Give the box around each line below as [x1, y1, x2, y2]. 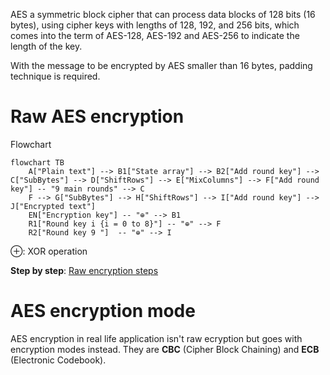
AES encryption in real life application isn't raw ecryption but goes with [10, 332, 303, 344]
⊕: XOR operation [10, 245, 88, 257]
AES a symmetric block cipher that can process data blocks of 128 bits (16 [10, 9, 316, 20]
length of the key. [10, 40, 83, 52]
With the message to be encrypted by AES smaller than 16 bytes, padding [10, 60, 313, 71]
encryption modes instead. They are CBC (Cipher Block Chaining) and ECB [10, 343, 320, 355]
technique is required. [10, 70, 101, 82]
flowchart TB [10, 157, 65, 168]
